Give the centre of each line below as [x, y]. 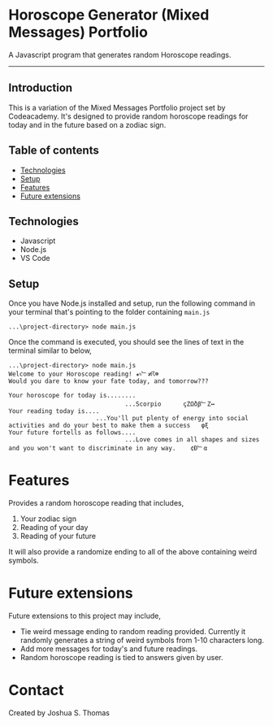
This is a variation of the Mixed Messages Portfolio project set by [117, 107]
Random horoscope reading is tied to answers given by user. [121, 658]
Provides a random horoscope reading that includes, [96, 503]
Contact [36, 691]
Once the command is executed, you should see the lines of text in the [126, 342]
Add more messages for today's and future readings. [108, 649]
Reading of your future [58, 536]
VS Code [35, 259]
